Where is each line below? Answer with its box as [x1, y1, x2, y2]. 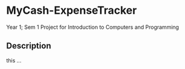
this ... [6, 56, 22, 64]
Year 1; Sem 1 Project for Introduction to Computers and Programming [6, 23, 180, 31]
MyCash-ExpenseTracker [6, 4, 137, 17]
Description [6, 41, 51, 51]
